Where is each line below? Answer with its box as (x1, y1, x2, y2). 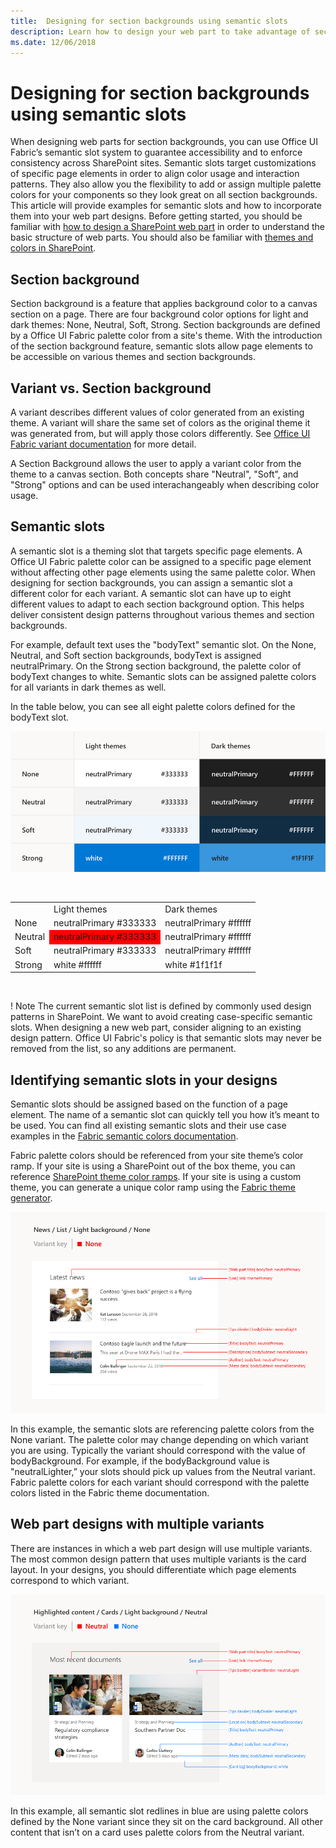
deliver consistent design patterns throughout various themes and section (10, 608, 315, 620)
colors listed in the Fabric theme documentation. (10, 1486, 210, 1499)
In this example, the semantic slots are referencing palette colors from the (10, 1423, 315, 1435)
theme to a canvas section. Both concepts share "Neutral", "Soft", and (10, 468, 299, 480)
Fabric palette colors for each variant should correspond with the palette (10, 1476, 310, 1488)
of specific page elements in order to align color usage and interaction (10, 168, 300, 180)
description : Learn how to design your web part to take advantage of (10, 26, 311, 37)
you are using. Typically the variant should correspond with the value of (10, 1444, 306, 1456)
